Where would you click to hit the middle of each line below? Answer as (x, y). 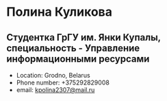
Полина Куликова (59, 12)
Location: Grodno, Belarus (53, 75)
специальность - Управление (73, 48)
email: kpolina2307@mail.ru (55, 90)
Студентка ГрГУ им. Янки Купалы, (84, 37)
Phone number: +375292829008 (63, 82)
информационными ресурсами (78, 59)
